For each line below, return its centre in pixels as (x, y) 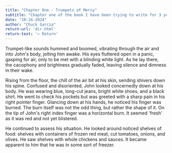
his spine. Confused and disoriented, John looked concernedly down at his (84, 86)
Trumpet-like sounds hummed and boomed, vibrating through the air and (82, 49)
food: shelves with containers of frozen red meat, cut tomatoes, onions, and (85, 134)
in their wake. (20, 70)
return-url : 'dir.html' (31, 29)
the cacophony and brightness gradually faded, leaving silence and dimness (86, 65)
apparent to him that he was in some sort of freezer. (60, 145)
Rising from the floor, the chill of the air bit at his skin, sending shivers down (85, 80)
